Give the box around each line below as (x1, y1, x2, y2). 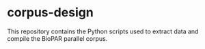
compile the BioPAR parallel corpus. (7, 34, 108, 42)
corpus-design (7, 5, 94, 20)
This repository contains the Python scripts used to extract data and (7, 27, 199, 35)
